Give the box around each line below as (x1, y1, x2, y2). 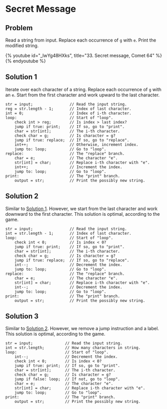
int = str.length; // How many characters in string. (5, 345, 141, 351)
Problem (5, 24, 33, 32)
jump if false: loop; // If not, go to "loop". (14, 377, 120, 382)
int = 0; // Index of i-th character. (5, 111, 132, 116)
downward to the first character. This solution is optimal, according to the (5, 211, 160, 217)
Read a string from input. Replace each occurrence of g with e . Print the (5, 37, 156, 43)
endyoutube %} (12, 58, 46, 64)
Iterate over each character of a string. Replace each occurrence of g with (5, 86, 162, 92)
